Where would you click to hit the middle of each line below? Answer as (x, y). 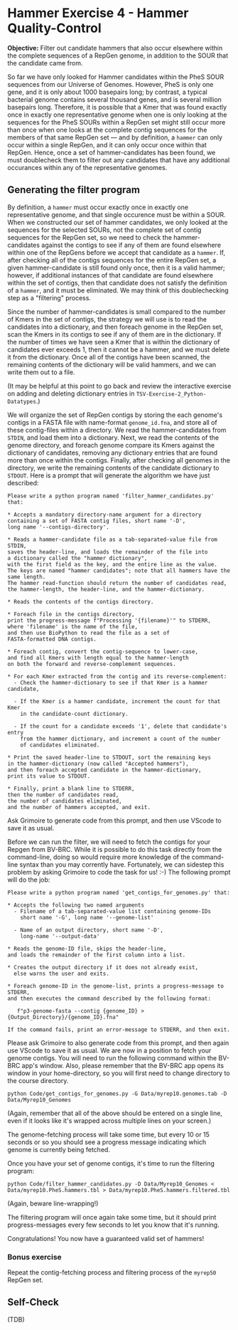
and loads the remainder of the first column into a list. (97, 955)
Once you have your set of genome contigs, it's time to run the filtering (111, 1163)
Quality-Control (54, 28)
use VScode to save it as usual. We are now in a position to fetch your (109, 1050)
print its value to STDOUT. (49, 776)
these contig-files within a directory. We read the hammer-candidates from (117, 430)
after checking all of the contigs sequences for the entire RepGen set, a (112, 260)
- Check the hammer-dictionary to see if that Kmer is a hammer (111, 682)
